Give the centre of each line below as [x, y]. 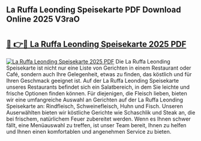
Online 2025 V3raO [43, 19]
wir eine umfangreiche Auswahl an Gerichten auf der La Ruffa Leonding [95, 100]
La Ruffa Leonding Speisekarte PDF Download [94, 10]
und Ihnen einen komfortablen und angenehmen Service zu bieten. [89, 132]
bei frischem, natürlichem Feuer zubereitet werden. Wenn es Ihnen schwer [98, 119]
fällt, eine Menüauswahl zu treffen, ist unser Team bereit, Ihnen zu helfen [97, 125]
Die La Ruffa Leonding [143, 61]
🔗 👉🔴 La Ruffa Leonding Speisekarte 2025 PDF [96, 44]
